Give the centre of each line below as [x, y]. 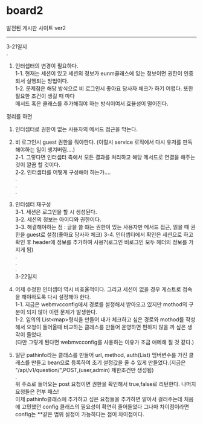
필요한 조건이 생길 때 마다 [45, 96]
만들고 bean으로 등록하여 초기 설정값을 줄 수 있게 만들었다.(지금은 [108, 362]
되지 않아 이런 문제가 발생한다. [62, 312]
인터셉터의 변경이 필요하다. [47, 66]
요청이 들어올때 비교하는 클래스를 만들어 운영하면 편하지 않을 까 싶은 [106, 327]
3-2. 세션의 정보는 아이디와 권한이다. [58, 219]
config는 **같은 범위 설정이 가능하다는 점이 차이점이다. [79, 414]
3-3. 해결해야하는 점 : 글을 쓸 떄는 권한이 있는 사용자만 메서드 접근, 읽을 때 [102, 226]
